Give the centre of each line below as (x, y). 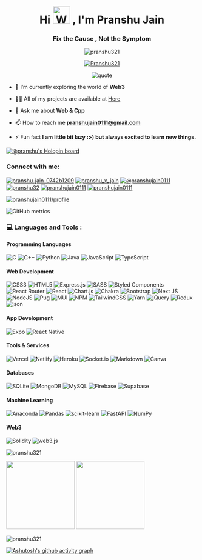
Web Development (30, 271)
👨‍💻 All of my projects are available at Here (68, 99)
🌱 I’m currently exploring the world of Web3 (70, 87)
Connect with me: (33, 167)
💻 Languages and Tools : (44, 227)
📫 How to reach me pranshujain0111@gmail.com (78, 123)
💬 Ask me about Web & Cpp (50, 111)
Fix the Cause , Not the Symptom (102, 39)
